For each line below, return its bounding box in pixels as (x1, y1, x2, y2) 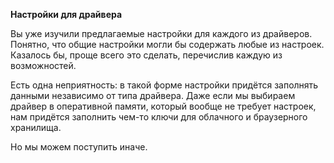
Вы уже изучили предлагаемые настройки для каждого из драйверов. (10, 28, 313, 39)
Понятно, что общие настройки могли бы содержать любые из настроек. (10, 39, 325, 50)
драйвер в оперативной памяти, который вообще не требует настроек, (10, 100, 317, 112)
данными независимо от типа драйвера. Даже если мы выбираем (10, 90, 296, 101)
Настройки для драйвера (10, 9, 123, 20)
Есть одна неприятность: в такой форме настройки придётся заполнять (10, 79, 319, 91)
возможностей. (10, 60, 77, 71)
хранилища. (10, 122, 62, 133)
